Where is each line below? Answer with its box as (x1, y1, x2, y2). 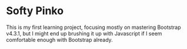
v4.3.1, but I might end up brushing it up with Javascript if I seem (6, 30, 162, 37)
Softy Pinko (6, 4, 64, 18)
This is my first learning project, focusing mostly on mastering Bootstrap (6, 24, 181, 31)
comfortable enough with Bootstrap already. (6, 36, 113, 43)
